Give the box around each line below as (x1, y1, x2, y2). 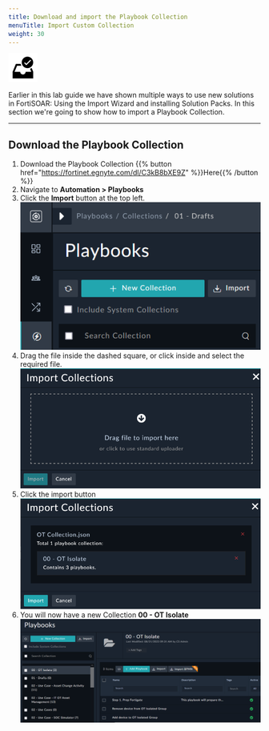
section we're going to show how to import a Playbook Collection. (8, 107, 225, 117)
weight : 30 (8, 30, 45, 38)
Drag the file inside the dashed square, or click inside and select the (19, 351, 245, 360)
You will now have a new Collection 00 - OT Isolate (19, 610, 190, 620)
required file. (19, 359, 62, 369)
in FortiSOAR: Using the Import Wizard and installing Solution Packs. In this (8, 98, 255, 108)
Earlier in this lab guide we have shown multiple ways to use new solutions (8, 90, 255, 100)
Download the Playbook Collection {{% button (19, 159, 172, 169)
